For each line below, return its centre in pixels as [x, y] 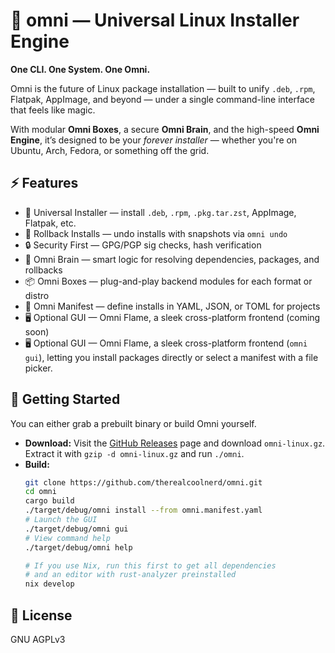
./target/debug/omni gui [76, 529]
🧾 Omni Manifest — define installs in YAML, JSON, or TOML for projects [172, 306]
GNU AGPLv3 [38, 639]
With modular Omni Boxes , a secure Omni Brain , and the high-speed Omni [165, 129]
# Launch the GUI [61, 520]
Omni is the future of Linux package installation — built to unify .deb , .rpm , [163, 88]
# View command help [67, 538]
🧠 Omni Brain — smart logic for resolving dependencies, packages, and [172, 259]
